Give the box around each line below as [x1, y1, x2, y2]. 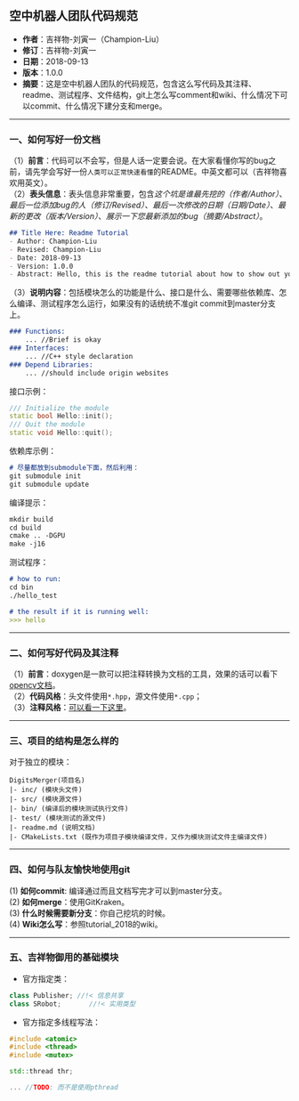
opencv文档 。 [9, 679, 61, 690]
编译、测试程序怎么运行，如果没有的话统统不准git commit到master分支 [16, 298, 276, 309]
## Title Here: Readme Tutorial [9, 229, 129, 238]
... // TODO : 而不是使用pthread [9, 1083, 118, 1092]
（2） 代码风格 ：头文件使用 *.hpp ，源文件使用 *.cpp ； [9, 691, 203, 701]
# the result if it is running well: [9, 607, 149, 616]
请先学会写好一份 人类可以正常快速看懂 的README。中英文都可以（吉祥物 [24, 166, 280, 177]
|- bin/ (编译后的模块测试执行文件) [9, 805, 129, 814]
